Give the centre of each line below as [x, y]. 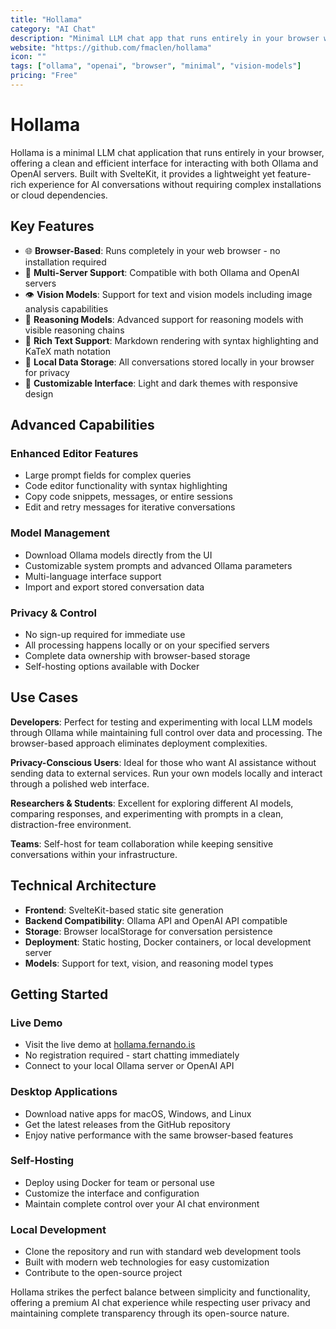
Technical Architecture [83, 886]
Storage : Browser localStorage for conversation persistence [148, 931]
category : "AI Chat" [53, 29]
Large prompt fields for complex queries [108, 475]
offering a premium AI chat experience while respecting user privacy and [160, 1303]
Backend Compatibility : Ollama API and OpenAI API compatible [156, 920]
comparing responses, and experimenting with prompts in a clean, [147, 813]
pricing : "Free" [44, 76]
